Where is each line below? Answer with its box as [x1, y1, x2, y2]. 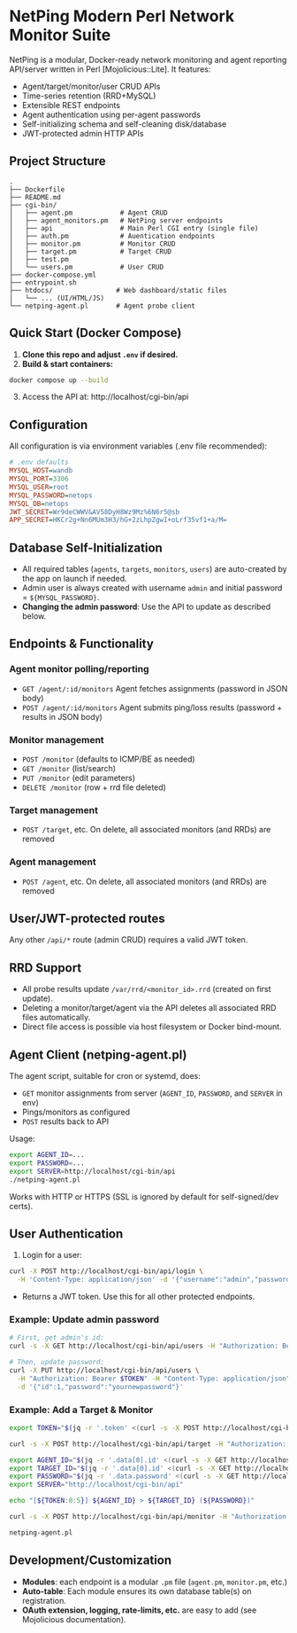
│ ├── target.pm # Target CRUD [9, 246, 172, 256]
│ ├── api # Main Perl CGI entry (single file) [9, 223, 259, 232]
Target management [9, 804, 99, 816]
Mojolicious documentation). [21, 1613, 126, 1624]
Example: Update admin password [9, 1314, 160, 1326]
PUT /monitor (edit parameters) [21, 773, 135, 784]
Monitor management [9, 733, 104, 746]
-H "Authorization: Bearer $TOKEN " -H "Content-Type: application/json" [17, 1374, 291, 1383]
